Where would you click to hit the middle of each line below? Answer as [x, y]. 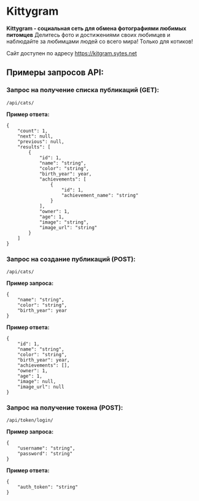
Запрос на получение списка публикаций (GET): [83, 90]
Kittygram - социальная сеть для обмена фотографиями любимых [96, 28]
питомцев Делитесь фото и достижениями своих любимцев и [88, 34]
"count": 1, [33, 131]
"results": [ [34, 147]
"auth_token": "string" [48, 487]
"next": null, [35, 136]
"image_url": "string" [68, 227]
